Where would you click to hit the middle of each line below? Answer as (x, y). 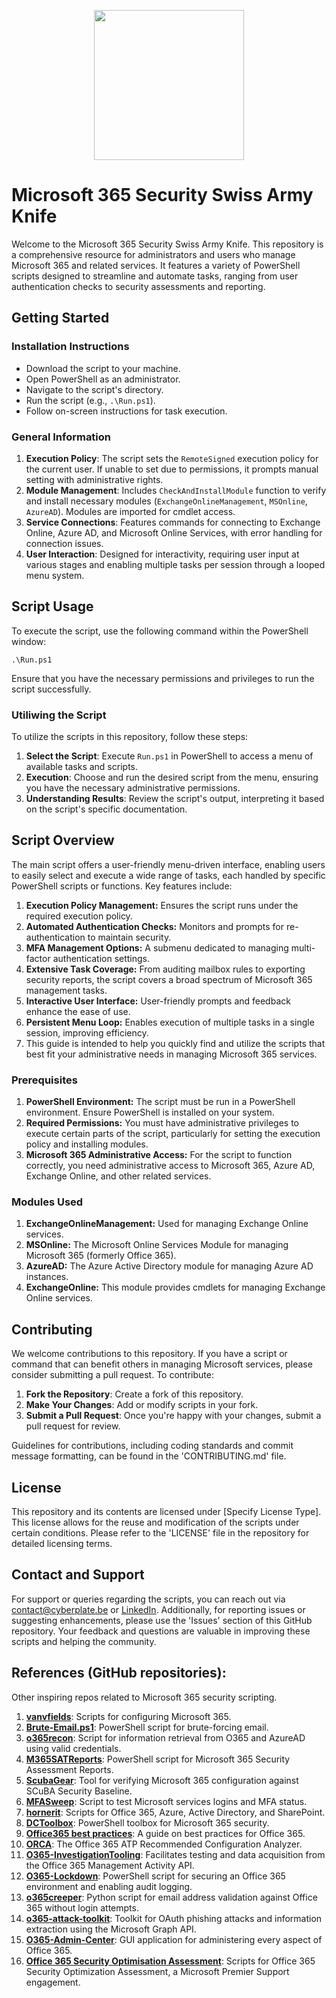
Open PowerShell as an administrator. (103, 379)
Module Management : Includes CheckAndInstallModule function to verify (176, 490)
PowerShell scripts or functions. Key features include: (122, 886)
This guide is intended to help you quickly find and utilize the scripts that (175, 1043)
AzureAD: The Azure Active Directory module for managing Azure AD (169, 1266)
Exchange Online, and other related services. (118, 1176)
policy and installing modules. (87, 1144)
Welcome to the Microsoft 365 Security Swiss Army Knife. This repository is (167, 244)
